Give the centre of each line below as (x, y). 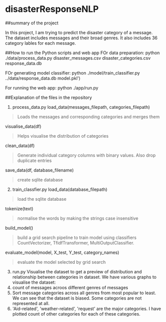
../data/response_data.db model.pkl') (43, 78)
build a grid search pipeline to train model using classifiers (77, 238)
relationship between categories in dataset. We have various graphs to (84, 277)
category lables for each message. (41, 43)
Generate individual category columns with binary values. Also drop (86, 155)
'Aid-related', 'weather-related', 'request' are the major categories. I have (86, 309)
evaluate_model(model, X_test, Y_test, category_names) (62, 252)
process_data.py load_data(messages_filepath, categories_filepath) (81, 107)
